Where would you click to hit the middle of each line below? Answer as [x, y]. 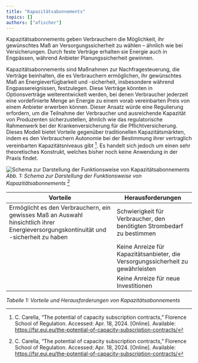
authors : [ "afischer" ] [34, 22]
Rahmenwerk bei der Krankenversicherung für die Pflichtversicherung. [92, 126]
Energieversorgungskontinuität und [58, 229]
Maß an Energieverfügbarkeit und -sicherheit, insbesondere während [90, 82]
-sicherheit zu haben [38, 237]
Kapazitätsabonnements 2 [38, 182]
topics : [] [19, 17]
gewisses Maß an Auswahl [46, 214]
